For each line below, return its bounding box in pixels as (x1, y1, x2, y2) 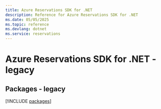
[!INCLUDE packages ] (5, 98, 52, 104)
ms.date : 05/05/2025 (5, 17, 50, 22)
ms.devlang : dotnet (5, 27, 47, 32)
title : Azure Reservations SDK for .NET (5, 7, 93, 13)
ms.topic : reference (5, 21, 50, 27)
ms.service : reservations (5, 31, 60, 36)
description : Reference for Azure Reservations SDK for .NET (5, 12, 139, 17)
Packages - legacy (5, 84, 65, 93)
